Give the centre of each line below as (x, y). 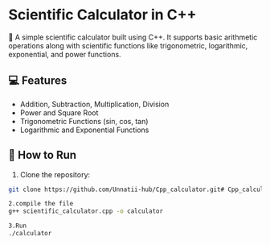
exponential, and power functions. (65, 54)
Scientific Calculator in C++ (102, 15)
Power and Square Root (59, 112)
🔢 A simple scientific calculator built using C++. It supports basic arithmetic (133, 37)
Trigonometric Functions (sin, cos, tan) (84, 121)
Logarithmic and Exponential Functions (84, 130)
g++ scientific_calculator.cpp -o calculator (86, 211)
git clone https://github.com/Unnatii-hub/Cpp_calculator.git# (117, 189)
